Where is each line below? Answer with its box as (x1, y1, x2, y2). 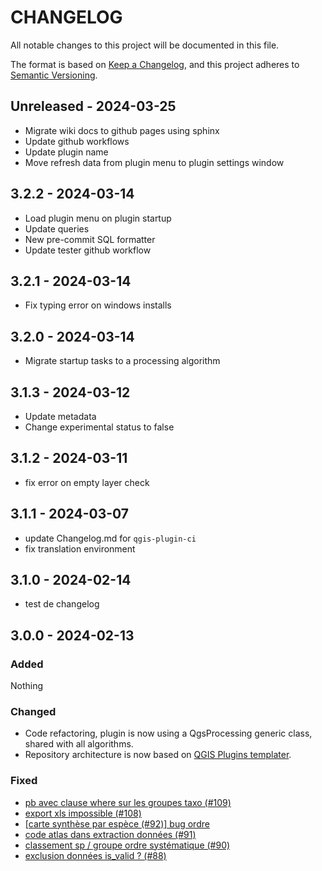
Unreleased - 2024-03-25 (10, 98, 177, 115)
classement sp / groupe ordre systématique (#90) (24, 839, 231, 851)
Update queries (24, 222, 90, 235)
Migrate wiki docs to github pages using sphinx (24, 124, 220, 136)
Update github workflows (24, 135, 130, 147)
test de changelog (24, 598, 100, 610)
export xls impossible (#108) (24, 807, 142, 819)
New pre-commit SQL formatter (24, 233, 156, 245)
